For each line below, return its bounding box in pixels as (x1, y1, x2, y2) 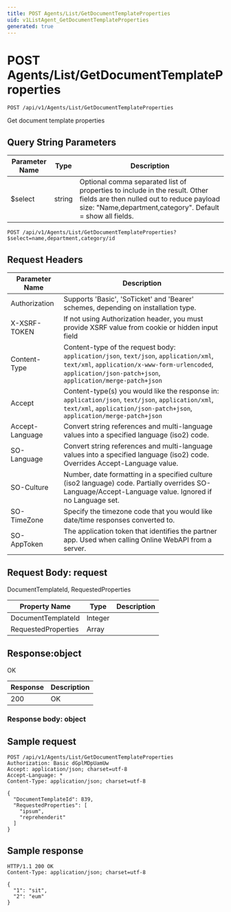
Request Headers (7, 254, 83, 265)
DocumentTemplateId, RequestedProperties (7, 585, 131, 594)
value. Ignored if (159, 486, 212, 496)
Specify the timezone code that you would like (63, 506, 213, 516)
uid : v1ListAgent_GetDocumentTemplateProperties (7, 17, 149, 23)
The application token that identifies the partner (63, 526, 218, 536)
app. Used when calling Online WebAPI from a (63, 534, 212, 544)
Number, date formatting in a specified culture (63, 469, 213, 479)
